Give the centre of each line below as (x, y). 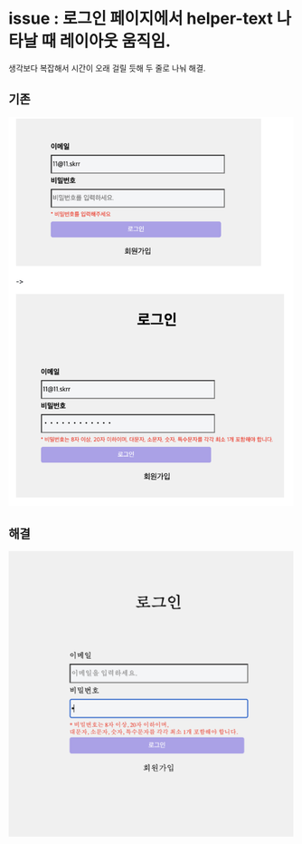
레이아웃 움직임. (115, 41)
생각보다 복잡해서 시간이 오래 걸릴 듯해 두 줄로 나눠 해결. (107, 68)
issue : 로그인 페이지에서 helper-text (141, 19)
